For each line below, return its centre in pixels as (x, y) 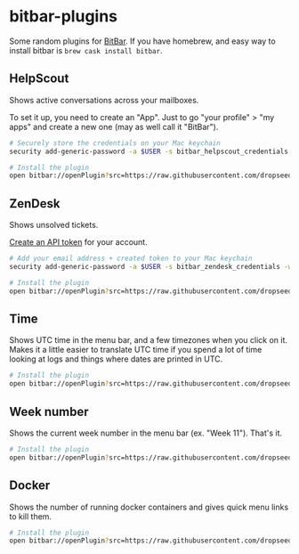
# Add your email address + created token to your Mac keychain (131, 259)
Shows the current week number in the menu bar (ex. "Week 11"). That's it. (146, 433)
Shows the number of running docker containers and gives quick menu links (149, 507)
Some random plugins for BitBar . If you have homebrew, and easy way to (142, 41)
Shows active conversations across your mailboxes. (104, 100)
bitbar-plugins (64, 16)
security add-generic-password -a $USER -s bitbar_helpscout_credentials (149, 151)
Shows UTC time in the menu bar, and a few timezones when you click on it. (148, 340)
